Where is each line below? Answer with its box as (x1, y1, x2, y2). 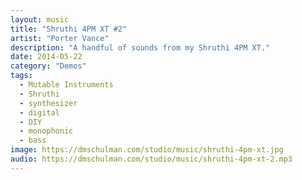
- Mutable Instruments (19, 80, 114, 90)
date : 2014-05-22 (10, 52, 83, 62)
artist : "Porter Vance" (10, 33, 110, 43)
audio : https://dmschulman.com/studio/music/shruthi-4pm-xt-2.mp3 (10, 154, 293, 164)
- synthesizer (19, 98, 78, 108)
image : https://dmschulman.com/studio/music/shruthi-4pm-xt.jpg (10, 145, 284, 155)
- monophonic (19, 126, 74, 136)
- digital (19, 107, 60, 118)
